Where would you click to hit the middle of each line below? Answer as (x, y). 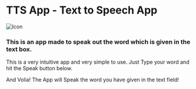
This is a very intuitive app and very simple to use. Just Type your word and (98, 62)
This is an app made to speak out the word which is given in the (98, 42)
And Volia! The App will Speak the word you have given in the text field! (93, 80)
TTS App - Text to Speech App (82, 10)
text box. (19, 49)
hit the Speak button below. (39, 68)
